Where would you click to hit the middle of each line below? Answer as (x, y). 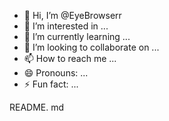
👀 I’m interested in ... (66, 26)
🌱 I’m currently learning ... (77, 36)
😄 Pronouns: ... (56, 73)
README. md (37, 107)
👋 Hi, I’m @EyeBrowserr (72, 15)
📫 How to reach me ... (70, 58)
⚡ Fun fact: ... (51, 84)
